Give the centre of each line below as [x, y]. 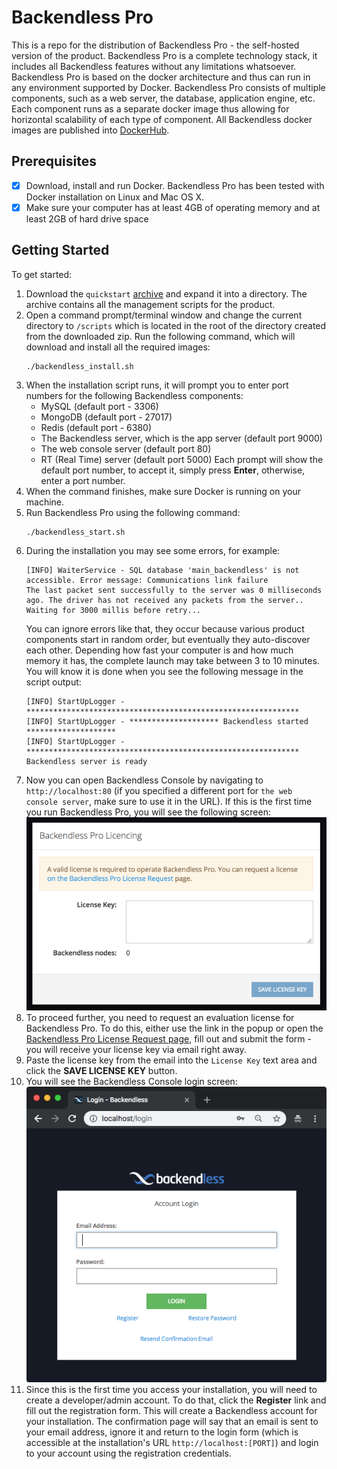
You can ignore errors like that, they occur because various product [165, 628]
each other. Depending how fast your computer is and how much [159, 650]
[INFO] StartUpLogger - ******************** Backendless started [167, 721]
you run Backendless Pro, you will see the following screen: [148, 812]
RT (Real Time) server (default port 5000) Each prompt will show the [182, 459]
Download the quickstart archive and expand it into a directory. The [166, 293]
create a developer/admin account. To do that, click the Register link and [176, 1400]
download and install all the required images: [118, 347]
